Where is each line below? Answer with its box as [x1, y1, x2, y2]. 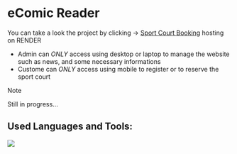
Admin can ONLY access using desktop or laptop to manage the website [17, 50, 230, 58]
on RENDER [7, 35, 42, 44]
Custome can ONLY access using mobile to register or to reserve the [17, 65, 219, 73]
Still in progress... [7, 99, 58, 108]
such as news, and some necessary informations [17, 57, 161, 65]
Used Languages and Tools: [7, 121, 133, 133]
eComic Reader [7, 5, 100, 21]
